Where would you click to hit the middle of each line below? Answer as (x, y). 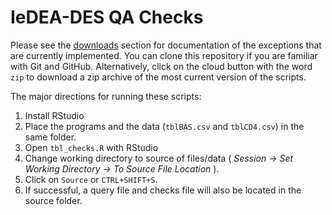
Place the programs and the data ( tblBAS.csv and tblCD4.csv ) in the (164, 126)
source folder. (53, 200)
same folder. (50, 137)
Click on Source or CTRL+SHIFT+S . (91, 179)
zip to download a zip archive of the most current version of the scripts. (158, 77)
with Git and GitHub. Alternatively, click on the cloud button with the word (161, 66)
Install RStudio (54, 115)
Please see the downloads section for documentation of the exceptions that (166, 45)
